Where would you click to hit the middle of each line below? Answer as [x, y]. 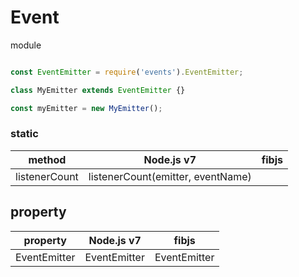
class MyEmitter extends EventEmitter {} [98, 90]
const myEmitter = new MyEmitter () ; [86, 108]
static [24, 134]
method [47, 159]
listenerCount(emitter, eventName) [170, 176]
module [26, 45]
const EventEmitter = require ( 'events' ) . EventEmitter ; [127, 72]
